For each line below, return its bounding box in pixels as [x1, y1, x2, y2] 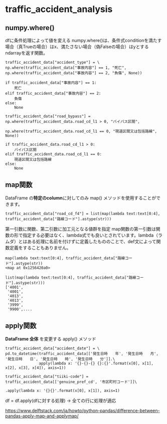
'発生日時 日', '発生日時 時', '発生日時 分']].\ [5, 356, 115, 361]
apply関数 [5, 322, 37, 330]
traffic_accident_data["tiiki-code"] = [5, 374, 89, 379]
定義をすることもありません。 [9, 245, 71, 251]
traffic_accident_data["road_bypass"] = [5, 114, 91, 119]
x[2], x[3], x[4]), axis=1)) [5, 365, 66, 370]
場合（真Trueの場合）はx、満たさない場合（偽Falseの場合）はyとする [5, 44, 149, 50]
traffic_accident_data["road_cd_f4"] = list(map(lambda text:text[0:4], [5, 211, 160, 216]
